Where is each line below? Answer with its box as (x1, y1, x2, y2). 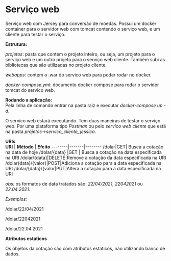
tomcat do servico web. (5, 87, 55, 93)
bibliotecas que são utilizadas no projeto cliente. (5, 62, 107, 68)
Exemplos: (5, 196, 27, 202)
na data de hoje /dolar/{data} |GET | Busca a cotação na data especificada (5, 149, 162, 155)
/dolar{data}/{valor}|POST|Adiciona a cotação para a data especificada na (5, 160, 162, 166)
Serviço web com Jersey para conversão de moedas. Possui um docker (5, 20, 157, 27)
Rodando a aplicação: (5, 97, 53, 103)
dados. (5, 251, 20, 257)
